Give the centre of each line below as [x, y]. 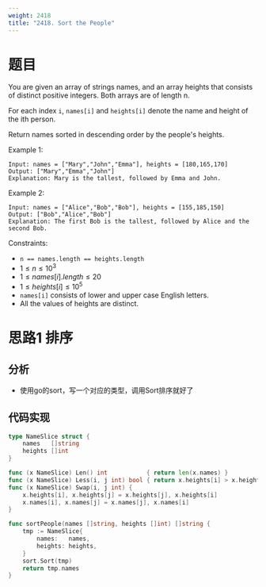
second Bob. [28, 228]
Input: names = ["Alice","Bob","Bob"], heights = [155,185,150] [116, 208]
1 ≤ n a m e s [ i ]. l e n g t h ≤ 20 [60, 277]
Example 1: [26, 150]
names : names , [63, 539]
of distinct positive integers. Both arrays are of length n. [99, 95]
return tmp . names [51, 568]
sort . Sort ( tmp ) [47, 561]
